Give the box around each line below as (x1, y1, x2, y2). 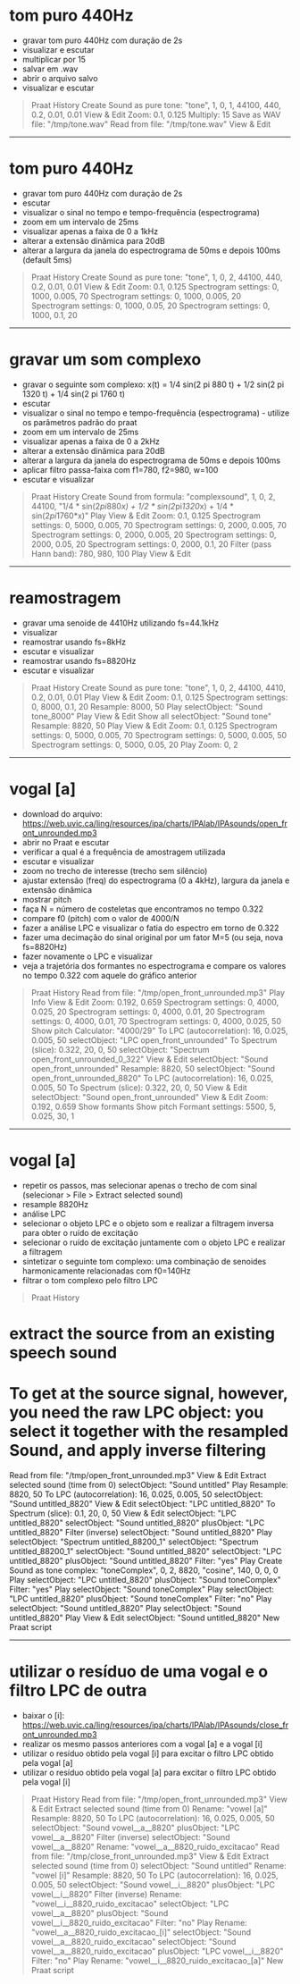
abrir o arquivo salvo (21, 72, 98, 83)
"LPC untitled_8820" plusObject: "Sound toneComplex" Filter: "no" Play (9, 1593, 272, 1604)
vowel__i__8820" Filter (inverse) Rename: (30, 1888, 182, 1899)
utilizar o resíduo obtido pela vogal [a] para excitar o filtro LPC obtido (21, 1767, 277, 1778)
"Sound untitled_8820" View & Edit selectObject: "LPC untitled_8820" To (9, 1498, 276, 1509)
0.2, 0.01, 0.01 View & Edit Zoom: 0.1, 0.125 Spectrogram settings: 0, (30, 281, 279, 291)
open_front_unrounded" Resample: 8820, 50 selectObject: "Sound (30, 1063, 275, 1073)
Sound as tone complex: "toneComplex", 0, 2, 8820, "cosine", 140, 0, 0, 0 (9, 1565, 279, 1576)
